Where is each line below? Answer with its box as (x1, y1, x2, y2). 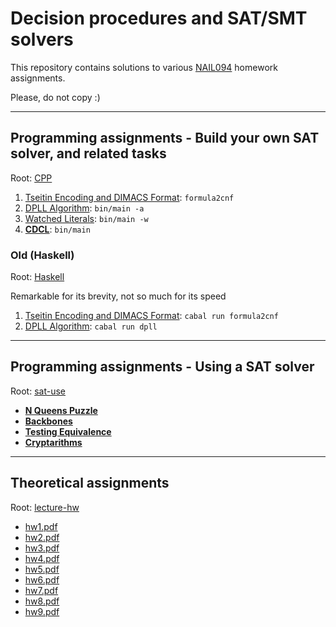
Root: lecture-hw (10, 501, 80, 513)
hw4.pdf (24, 552, 60, 564)
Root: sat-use (10, 385, 66, 397)
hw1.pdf (24, 520, 58, 532)
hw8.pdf (24, 595, 60, 607)
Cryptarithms (24, 436, 83, 448)
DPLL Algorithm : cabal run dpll (24, 320, 158, 332)
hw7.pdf (24, 584, 59, 596)
